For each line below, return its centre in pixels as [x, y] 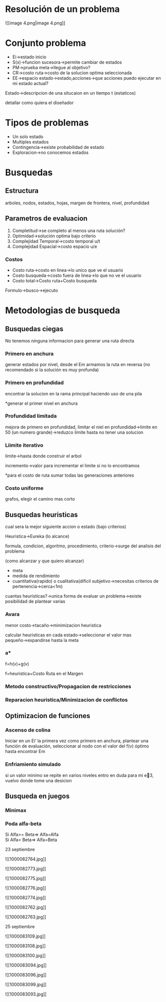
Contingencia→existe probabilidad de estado [58, 147]
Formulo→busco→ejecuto [32, 290]
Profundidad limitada [31, 416]
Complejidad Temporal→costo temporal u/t [56, 241]
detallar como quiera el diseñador [39, 103]
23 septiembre [20, 850]
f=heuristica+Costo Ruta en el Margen [44, 673]
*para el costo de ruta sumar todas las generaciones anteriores [70, 475]
